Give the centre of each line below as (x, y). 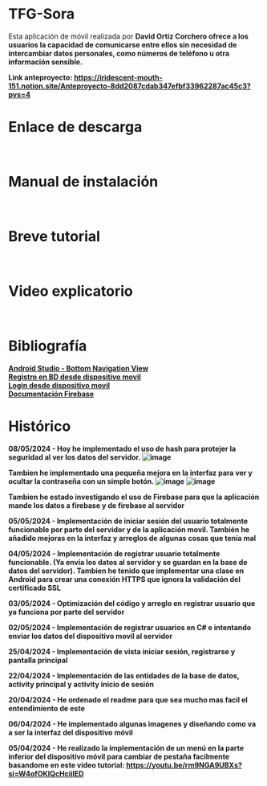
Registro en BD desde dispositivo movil (75, 377)
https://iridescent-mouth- (118, 77)
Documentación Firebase (51, 394)
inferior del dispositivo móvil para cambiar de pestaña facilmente (119, 756)
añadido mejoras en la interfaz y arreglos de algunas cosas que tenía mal (132, 538)
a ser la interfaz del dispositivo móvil (71, 732)
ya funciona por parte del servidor (67, 612)
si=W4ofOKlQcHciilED (46, 773)
